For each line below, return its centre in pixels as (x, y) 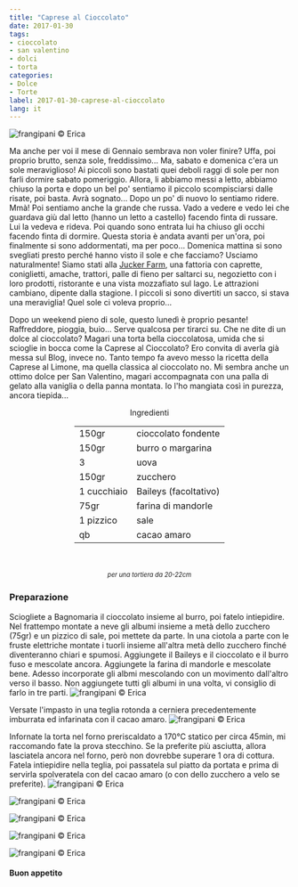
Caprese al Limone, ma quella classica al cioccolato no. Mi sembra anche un (149, 367)
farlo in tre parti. (39, 692)
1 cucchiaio (103, 492)
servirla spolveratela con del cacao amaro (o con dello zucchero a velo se (145, 774)
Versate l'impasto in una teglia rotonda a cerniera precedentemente (133, 710)
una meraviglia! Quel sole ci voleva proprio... (90, 303)
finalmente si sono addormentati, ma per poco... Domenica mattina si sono (146, 246)
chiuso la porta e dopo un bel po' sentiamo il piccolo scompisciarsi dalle (141, 189)
